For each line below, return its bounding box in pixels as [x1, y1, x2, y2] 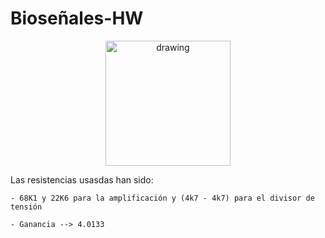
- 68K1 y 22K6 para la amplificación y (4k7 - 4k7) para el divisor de [10, 193, 315, 203]
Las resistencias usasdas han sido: [10, 173, 154, 186]
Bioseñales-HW [10, 7, 144, 30]
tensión [10, 202, 43, 212]
